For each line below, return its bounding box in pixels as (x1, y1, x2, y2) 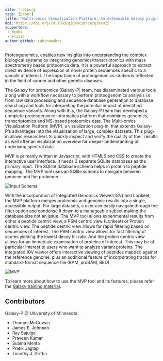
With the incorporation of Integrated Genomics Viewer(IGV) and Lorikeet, (5, 192, 151, 198)
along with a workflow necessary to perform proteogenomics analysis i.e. (5, 92, 152, 98)
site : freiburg (5, 7, 36, 12)
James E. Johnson (12, 325, 49, 330)
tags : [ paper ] (5, 12, 34, 16)
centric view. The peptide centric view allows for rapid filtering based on (5, 223, 150, 229)
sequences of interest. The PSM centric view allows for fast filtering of (5, 228, 147, 234)
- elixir (7, 34, 25, 39)
